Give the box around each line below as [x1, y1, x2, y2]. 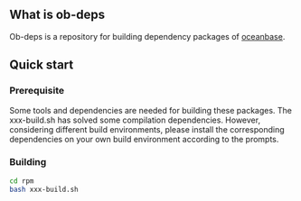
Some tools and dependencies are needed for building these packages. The [9, 105, 292, 115]
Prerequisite [9, 85, 65, 97]
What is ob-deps [9, 7, 106, 23]
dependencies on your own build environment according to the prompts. [9, 133, 279, 144]
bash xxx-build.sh [9, 185, 79, 194]
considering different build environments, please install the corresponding [9, 123, 285, 134]
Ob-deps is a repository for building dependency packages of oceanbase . [9, 31, 286, 41]
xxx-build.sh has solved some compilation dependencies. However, [9, 114, 260, 125]
